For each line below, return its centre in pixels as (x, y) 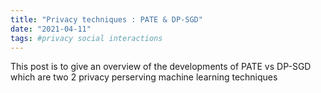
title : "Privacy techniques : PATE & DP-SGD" (106, 19)
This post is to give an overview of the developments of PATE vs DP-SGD (161, 67)
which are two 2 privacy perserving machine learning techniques (144, 77)
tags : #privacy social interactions (86, 38)
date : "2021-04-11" (51, 29)
